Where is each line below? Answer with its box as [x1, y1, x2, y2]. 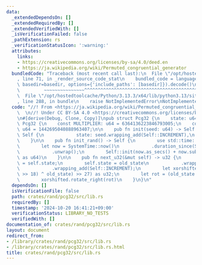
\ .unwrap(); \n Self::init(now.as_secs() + [17, 149, 176, 155]
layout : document [6, 227, 50, 233]
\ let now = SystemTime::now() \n [17, 143, 120, 149]
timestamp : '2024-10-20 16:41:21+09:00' [11, 205, 114, 211]
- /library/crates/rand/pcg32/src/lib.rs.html [6, 244, 125, 250]
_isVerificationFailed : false [11, 31, 87, 37]
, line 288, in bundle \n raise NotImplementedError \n [17, 98, 163, 104]
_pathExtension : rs [11, 37, 61, 43]
